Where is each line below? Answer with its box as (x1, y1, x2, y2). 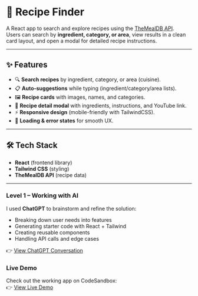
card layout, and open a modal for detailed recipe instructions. (6, 37, 157, 44)
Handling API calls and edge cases (14, 235, 99, 242)
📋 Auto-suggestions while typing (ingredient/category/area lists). (14, 85, 177, 92)
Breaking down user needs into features (14, 216, 112, 223)
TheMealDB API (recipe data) (14, 171, 87, 178)
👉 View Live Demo (6, 284, 54, 291)
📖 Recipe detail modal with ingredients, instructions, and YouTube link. (14, 102, 187, 109)
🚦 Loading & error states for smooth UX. (14, 117, 114, 124)
